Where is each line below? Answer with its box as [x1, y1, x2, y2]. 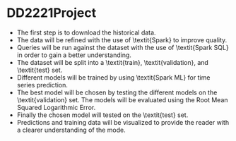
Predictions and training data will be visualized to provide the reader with [16, 118, 230, 126]
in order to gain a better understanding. [16, 51, 132, 59]
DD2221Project [6, 5, 97, 21]
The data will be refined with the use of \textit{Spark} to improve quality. [16, 35, 228, 44]
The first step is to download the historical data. [16, 28, 156, 37]
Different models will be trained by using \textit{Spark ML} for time [16, 73, 211, 82]
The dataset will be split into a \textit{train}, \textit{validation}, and [16, 58, 209, 66]
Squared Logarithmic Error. [16, 103, 96, 111]
